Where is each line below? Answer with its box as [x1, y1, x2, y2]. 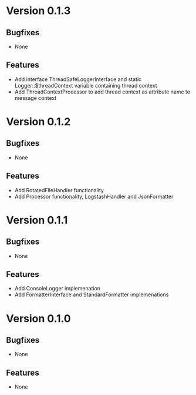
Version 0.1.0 [6, 312, 72, 325]
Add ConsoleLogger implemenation [14, 285, 101, 292]
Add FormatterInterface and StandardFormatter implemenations [14, 291, 169, 298]
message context [14, 94, 57, 101]
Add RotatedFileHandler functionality [14, 186, 104, 193]
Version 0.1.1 [6, 213, 68, 227]
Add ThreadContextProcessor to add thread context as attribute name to [14, 88, 191, 95]
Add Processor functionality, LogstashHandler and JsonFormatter [14, 193, 174, 200]
